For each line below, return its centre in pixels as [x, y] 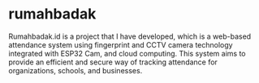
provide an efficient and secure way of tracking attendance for [113, 62]
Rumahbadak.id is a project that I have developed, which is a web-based [130, 36]
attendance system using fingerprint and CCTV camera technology [121, 44]
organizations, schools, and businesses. [76, 70]
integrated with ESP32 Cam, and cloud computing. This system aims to [127, 53]
